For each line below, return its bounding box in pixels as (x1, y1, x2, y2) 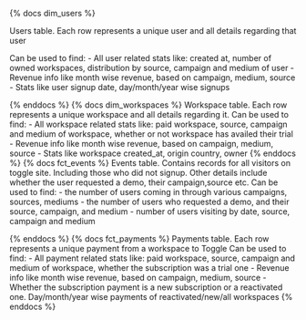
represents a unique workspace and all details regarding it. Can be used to (9, 109, 290, 119)
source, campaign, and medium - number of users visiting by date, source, (9, 206, 291, 217)
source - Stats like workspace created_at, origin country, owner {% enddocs (9, 148, 296, 159)
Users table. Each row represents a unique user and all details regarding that (9, 26, 297, 36)
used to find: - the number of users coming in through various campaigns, (9, 187, 288, 197)
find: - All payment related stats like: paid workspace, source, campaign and (9, 253, 296, 263)
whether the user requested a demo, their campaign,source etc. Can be (9, 177, 279, 188)
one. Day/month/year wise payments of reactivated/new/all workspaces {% (9, 292, 293, 302)
